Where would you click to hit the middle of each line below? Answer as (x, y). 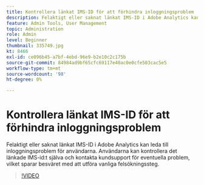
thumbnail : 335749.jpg (35, 46)
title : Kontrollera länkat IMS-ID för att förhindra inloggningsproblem (100, 12)
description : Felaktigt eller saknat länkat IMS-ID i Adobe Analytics (97, 18)
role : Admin (21, 35)
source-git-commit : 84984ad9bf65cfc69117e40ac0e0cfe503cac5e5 (87, 62)
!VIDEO (30, 176)
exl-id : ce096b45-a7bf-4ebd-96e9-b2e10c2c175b (66, 57)
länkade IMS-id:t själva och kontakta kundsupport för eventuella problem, (98, 158)
